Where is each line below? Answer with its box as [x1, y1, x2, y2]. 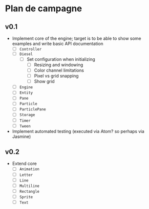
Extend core [12, 160, 37, 167]
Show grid [34, 78, 55, 84]
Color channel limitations [34, 67, 84, 73]
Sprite [19, 194, 33, 199]
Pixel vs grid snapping [34, 73, 79, 79]
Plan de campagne [5, 3, 82, 14]
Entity [19, 90, 33, 96]
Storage [19, 112, 35, 118]
